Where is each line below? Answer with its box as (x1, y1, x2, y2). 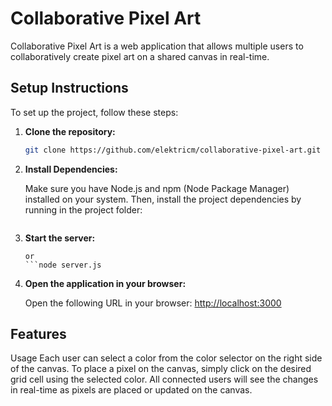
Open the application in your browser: (24, 277, 187, 289)
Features (10, 326, 67, 343)
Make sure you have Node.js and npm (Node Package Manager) (24, 182, 290, 194)
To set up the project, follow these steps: (10, 106, 179, 118)
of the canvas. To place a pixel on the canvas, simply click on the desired (10, 363, 312, 375)
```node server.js (24, 260, 102, 270)
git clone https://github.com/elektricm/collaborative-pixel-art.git (24, 145, 322, 155)
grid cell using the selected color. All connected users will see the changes (10, 373, 319, 386)
